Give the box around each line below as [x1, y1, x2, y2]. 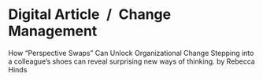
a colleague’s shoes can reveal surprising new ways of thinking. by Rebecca [8, 57, 256, 66]
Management [8, 22, 98, 40]
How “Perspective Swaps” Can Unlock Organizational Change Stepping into [8, 48, 254, 57]
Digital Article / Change [8, 6, 172, 24]
